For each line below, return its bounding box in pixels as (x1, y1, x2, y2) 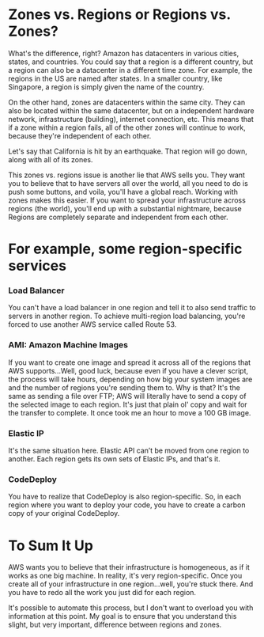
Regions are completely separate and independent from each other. (8, 212, 228, 222)
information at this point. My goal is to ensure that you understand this (8, 612, 237, 621)
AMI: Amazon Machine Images (8, 339, 129, 351)
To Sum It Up (8, 537, 93, 555)
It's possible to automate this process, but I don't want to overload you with (8, 603, 254, 612)
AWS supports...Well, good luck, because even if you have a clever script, (8, 366, 249, 375)
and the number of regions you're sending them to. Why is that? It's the (8, 382, 241, 392)
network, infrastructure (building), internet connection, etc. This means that (8, 114, 255, 123)
